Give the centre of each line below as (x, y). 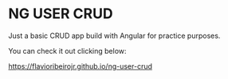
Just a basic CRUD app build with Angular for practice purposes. (114, 36)
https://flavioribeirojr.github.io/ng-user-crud (81, 66)
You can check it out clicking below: (67, 51)
